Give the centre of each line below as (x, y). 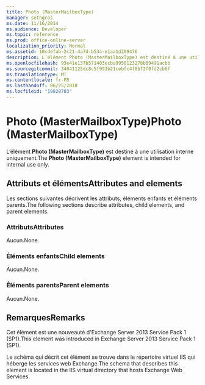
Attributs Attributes (35, 227)
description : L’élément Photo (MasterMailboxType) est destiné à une (97, 57)
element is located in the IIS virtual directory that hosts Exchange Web (95, 370)
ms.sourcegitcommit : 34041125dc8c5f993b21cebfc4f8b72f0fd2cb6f (88, 69)
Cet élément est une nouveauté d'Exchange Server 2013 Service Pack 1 (96, 333)
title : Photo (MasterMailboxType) (50, 12)
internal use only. (28, 164)
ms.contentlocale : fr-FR (38, 80)
